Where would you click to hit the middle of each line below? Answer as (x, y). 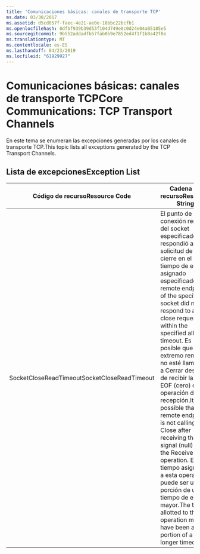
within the (174, 326)
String (185, 204)
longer (169, 543)
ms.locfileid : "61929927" (38, 56)
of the (168, 296)
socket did (175, 304)
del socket (175, 229)
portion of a (177, 535)
